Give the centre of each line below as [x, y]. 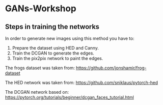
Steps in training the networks [52, 27]
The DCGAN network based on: [37, 92]
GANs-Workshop [41, 9]
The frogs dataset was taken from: [40, 68]
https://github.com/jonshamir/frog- [111, 68]
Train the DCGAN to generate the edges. [53, 53]
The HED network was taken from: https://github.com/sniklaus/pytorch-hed [81, 82]
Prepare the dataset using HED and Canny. [55, 48]
